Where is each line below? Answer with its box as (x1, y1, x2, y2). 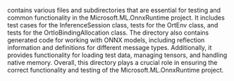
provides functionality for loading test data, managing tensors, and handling (7, 51, 228, 59)
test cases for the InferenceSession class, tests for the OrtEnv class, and (7, 21, 218, 29)
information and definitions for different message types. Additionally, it (7, 44, 212, 51)
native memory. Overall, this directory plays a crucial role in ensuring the (7, 58, 218, 66)
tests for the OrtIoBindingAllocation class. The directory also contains (7, 28, 209, 37)
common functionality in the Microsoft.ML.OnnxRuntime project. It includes (7, 13, 226, 22)
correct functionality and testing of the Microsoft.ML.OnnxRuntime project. (7, 66, 224, 74)
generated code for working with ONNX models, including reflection (7, 36, 205, 44)
